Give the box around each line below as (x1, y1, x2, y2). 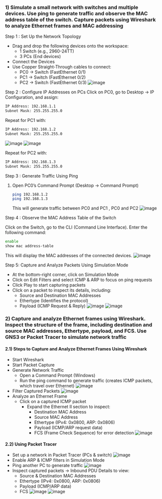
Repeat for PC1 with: (5, 117, 47, 123)
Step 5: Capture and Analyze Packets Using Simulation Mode (5, 262, 129, 268)
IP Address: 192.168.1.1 (5, 104, 56, 109)
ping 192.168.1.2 (12, 192, 48, 197)
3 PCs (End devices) (19, 54, 61, 59)
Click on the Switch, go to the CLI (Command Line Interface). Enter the (5, 224, 148, 230)
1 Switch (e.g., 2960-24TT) (19, 48, 75, 54)
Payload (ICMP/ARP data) (19, 483, 72, 489)
